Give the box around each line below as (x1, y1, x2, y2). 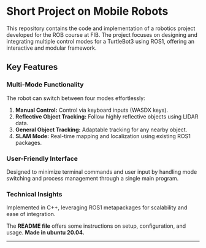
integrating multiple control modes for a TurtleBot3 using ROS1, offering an (6, 37, 195, 45)
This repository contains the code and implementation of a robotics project (6, 25, 196, 32)
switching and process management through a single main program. (6, 174, 179, 182)
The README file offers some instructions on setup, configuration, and (6, 222, 186, 230)
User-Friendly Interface (6, 154, 78, 163)
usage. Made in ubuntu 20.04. (6, 229, 85, 236)
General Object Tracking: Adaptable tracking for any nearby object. (15, 126, 188, 133)
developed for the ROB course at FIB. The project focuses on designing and (6, 31, 198, 38)
